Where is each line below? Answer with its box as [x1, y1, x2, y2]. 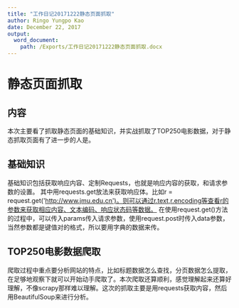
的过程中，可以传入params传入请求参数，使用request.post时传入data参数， [7, 214, 229, 222]
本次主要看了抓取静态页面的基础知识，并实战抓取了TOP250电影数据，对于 [7, 127, 225, 135]
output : [7, 30, 31, 38]
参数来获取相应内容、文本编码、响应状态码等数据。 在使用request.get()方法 [7, 205, 228, 214]
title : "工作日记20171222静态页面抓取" [7, 10, 115, 18]
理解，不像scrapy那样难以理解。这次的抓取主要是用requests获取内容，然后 [7, 283, 228, 292]
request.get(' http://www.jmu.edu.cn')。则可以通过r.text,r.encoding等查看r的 [7, 196, 229, 204]
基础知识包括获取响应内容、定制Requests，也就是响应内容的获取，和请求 [7, 178, 222, 187]
